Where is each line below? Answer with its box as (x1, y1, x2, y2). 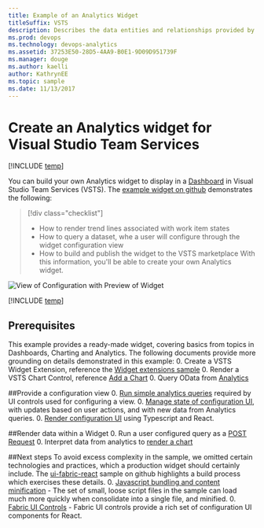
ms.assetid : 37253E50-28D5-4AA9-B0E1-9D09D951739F (8, 48, 178, 56)
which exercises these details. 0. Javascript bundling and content (8, 478, 220, 487)
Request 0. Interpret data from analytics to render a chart (8, 438, 193, 447)
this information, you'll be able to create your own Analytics (38, 257, 232, 267)
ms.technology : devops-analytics (8, 41, 118, 49)
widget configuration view (38, 241, 124, 250)
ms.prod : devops (8, 33, 61, 42)
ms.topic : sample (8, 77, 65, 85)
